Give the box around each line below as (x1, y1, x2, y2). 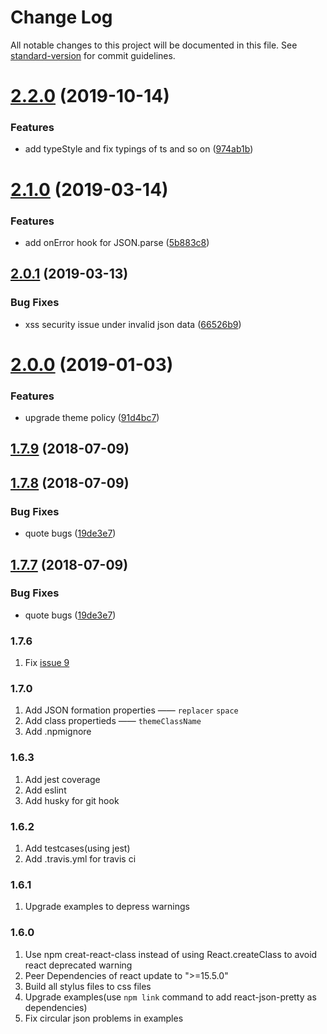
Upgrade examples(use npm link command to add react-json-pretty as (24, 991, 317, 1003)
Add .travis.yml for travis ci (24, 853, 137, 865)
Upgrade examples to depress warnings (24, 901, 190, 913)
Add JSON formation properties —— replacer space (24, 704, 239, 716)
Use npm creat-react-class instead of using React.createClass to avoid (24, 948, 318, 960)
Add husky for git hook (24, 794, 120, 806)
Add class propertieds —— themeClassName (24, 715, 202, 727)
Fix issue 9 (24, 657, 70, 669)
